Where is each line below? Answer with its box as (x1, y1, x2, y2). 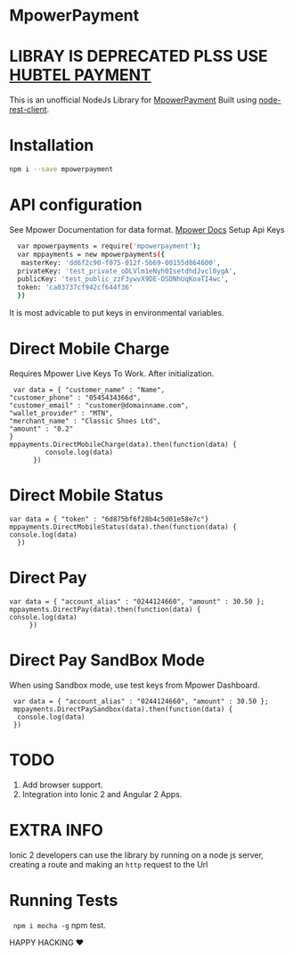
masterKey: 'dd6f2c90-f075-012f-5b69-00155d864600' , (20, 258, 221, 268)
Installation (9, 136, 94, 156)
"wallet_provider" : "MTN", (9, 408, 114, 417)
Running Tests (9, 890, 118, 910)
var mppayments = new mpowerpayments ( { (17, 250, 166, 259)
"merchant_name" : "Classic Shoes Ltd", (9, 416, 162, 425)
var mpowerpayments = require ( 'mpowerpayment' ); (17, 242, 201, 251)
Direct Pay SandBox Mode (9, 650, 205, 670)
